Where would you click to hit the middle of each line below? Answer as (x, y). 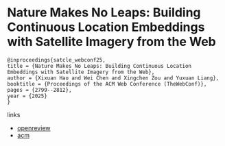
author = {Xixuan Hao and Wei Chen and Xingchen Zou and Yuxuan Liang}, (113, 78)
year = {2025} (27, 96)
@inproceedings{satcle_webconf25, (57, 60)
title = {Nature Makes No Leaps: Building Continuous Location (99, 66)
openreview (34, 127)
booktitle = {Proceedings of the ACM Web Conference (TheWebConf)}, (107, 84)
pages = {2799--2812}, (39, 90)
